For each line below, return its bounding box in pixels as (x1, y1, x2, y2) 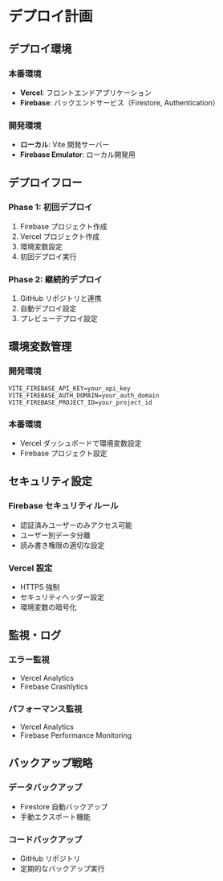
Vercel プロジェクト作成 (19, 231, 100, 241)
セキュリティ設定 (8, 474, 92, 488)
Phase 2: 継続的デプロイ (8, 274, 103, 285)
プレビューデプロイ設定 (19, 314, 98, 323)
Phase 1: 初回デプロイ (8, 202, 93, 213)
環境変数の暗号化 (19, 603, 77, 612)
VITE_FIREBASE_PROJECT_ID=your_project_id (8, 398, 152, 406)
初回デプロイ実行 (19, 251, 77, 261)
